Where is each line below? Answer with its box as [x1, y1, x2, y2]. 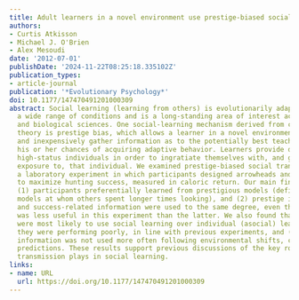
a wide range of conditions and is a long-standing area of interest [17, 112, 280, 121]
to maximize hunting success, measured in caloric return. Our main [17, 178, 277, 187]
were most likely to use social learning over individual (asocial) [17, 219, 277, 228]
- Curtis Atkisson [9, 29, 77, 38]
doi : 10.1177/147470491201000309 [9, 95, 133, 105]
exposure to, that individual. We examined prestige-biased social [17, 162, 273, 170]
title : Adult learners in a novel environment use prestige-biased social [9, 12, 293, 22]
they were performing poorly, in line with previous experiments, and [17, 227, 285, 236]
